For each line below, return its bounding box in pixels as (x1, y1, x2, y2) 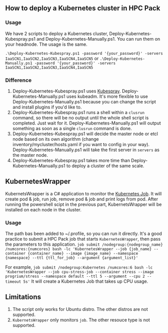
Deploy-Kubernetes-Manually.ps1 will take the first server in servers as (12, 147, 160, 153)
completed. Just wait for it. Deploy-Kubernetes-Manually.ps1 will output (12, 120, 161, 126)
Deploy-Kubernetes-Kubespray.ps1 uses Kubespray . (12, 88, 121, 94)
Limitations (5, 293, 41, 301)
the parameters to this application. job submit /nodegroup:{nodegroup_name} (5, 241, 163, 248)
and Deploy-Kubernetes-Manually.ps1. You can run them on (36, 36, 160, 42)
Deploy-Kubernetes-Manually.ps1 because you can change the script (12, 98, 156, 104)
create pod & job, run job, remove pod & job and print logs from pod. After (5, 196, 158, 202)
